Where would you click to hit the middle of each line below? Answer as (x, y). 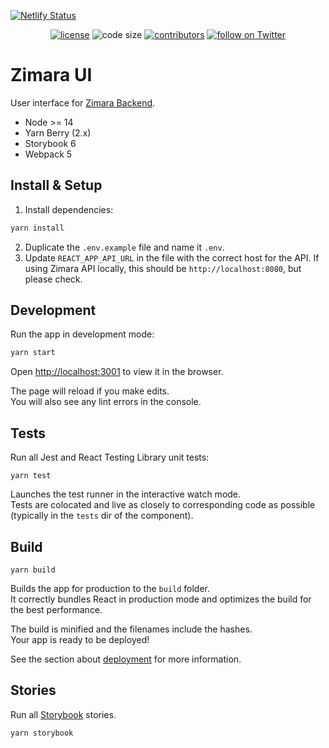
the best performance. (56, 609)
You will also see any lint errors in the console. (106, 402)
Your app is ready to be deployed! (80, 639)
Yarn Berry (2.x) (58, 132)
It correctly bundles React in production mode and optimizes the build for (161, 599)
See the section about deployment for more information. (126, 659)
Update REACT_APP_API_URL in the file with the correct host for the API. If (172, 257)
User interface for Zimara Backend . (83, 102)
